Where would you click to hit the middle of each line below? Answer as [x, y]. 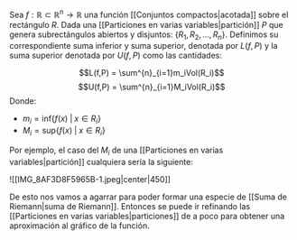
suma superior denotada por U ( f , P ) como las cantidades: [116, 55]
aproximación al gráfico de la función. [80, 226]
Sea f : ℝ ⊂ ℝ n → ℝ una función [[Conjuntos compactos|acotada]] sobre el [149, 14]
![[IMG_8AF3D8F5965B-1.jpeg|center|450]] [90, 179]
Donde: [23, 101]
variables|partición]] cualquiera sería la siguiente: [102, 162]
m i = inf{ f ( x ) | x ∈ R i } [62, 120]
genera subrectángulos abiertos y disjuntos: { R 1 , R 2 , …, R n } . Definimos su [144, 35]
